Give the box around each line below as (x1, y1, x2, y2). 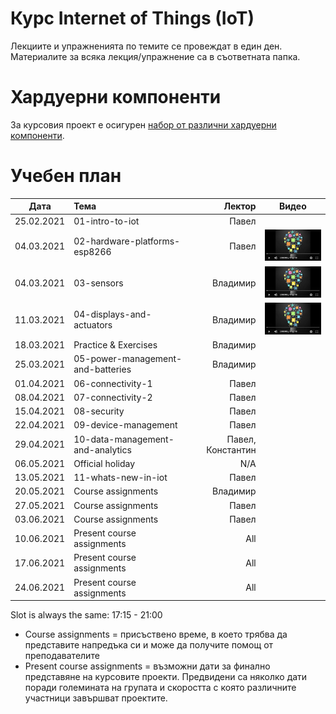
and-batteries (73, 363, 132, 376)
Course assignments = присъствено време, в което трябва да (24, 628, 288, 641)
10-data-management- (73, 433, 175, 445)
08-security (73, 405, 125, 417)
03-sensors (73, 277, 124, 289)
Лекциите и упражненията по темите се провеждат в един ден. (10, 40, 283, 52)
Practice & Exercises (73, 339, 158, 351)
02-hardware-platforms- (73, 235, 181, 247)
